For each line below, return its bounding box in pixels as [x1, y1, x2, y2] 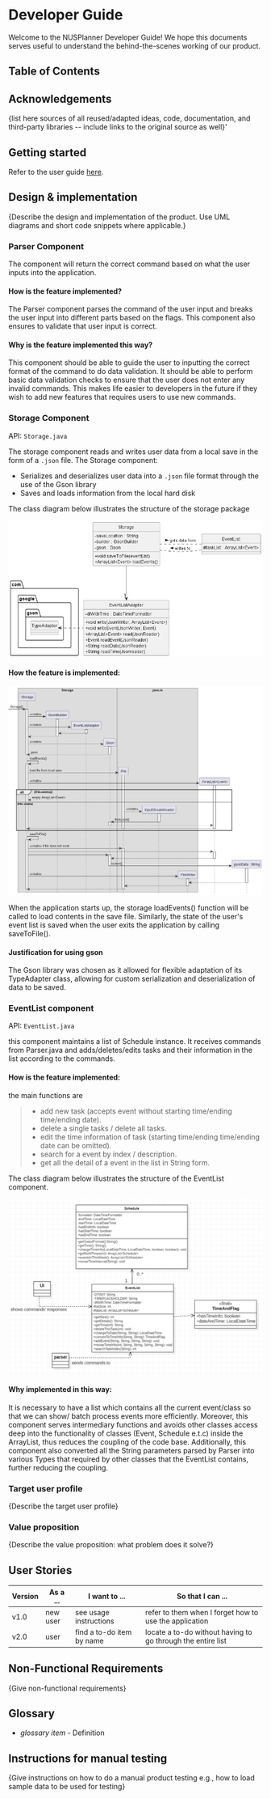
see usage [75, 1608, 110, 1618]
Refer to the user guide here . [8, 167, 104, 176]
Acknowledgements [8, 91, 112, 106]
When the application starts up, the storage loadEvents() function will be [8, 902, 249, 912]
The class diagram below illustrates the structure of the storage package [8, 503, 250, 513]
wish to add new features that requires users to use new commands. [8, 392, 236, 402]
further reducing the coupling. [8, 1462, 109, 1472]
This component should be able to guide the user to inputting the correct [8, 358, 250, 367]
